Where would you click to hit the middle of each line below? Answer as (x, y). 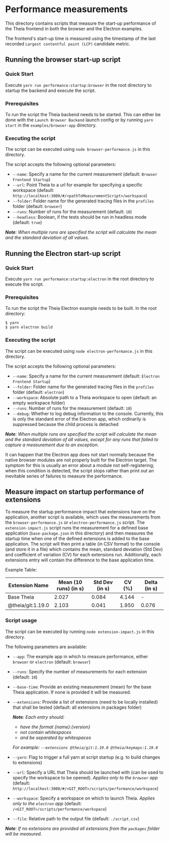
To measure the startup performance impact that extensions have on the (80, 512)
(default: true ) (27, 223)
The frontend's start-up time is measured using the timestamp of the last (80, 38)
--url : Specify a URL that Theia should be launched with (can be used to (88, 772)
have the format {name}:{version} (55, 727)
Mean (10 (70, 583)
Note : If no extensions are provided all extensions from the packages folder (82, 828)
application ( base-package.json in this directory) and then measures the (79, 533)
